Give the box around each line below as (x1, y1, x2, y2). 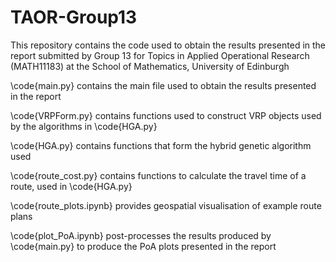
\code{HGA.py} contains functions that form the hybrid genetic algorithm (10, 139, 312, 151)
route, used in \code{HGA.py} (10, 180, 133, 192)
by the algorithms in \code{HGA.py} (10, 120, 158, 132)
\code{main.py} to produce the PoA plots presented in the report (10, 240, 277, 252)
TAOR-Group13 (10, 6, 138, 29)
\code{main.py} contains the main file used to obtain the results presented (10, 79, 317, 91)
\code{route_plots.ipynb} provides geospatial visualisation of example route (10, 199, 322, 211)
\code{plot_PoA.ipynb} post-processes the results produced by (10, 229, 272, 241)
